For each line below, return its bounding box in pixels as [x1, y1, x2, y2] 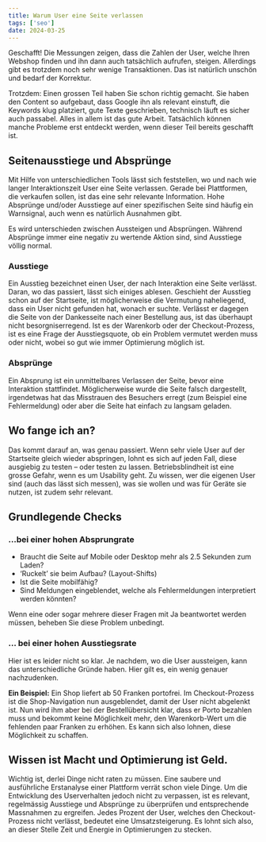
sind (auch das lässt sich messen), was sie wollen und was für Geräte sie [8, 479, 247, 488]
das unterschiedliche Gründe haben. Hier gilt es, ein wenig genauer [8, 664, 228, 674]
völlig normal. [8, 241, 53, 251]
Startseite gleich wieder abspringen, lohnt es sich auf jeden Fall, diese [8, 453, 237, 463]
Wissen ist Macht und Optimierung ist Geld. [8, 753, 228, 767]
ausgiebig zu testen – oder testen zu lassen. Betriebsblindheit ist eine [8, 462, 235, 471]
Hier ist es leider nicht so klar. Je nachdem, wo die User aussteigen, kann [8, 656, 248, 665]
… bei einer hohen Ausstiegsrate [8, 638, 137, 649]
